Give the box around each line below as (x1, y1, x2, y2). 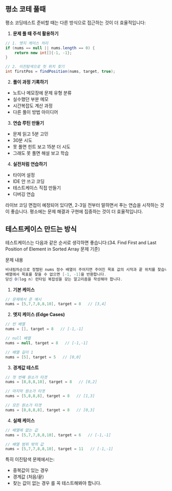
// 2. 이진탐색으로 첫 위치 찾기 (5, 64, 65, 69)
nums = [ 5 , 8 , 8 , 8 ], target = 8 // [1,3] (5, 394, 95, 399)
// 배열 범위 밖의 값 (5, 442, 44, 447)
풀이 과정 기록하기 (12, 79, 49, 85)
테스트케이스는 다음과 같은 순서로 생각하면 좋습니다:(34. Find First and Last (5, 239, 157, 245)
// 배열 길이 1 (5, 349, 33, 355)
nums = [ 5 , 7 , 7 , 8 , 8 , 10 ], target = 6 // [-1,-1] (5, 433, 111, 438)
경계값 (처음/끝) (12, 474, 45, 480)
